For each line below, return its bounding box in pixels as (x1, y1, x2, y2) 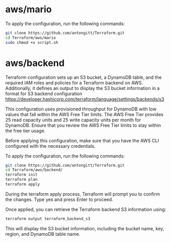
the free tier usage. (5, 127, 46, 134)
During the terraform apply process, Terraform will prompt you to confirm (5, 191, 160, 197)
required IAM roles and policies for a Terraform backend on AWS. (5, 79, 143, 85)
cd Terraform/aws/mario (5, 35, 56, 40)
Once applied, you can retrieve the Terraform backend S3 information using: (5, 206, 166, 212)
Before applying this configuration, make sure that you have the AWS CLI (5, 137, 159, 144)
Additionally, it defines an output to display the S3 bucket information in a (5, 85, 160, 91)
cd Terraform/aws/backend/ (5, 167, 63, 172)
